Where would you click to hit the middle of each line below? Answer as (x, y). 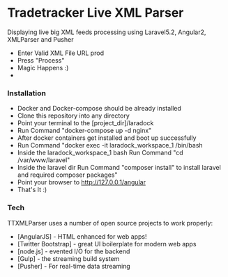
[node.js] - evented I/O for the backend (74, 251)
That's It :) (32, 190)
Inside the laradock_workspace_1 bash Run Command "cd (100, 153)
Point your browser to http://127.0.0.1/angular (82, 182)
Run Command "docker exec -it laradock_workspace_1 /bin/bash (110, 145)
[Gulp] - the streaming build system (68, 258)
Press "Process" (41, 60)
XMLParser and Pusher (40, 39)
